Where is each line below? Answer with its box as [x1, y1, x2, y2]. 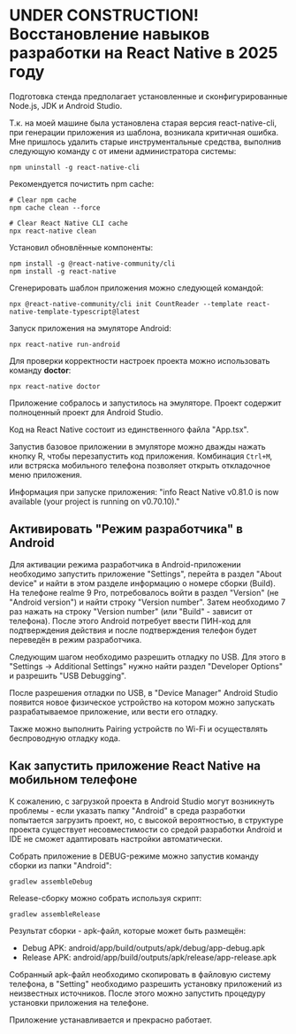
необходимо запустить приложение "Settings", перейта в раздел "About [9, 568, 283, 579]
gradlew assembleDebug [9, 877, 93, 886]
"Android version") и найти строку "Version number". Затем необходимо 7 [9, 597, 285, 607]
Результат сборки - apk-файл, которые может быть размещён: [9, 925, 247, 936]
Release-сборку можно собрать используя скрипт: [9, 892, 201, 903]
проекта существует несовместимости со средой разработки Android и [9, 824, 283, 835]
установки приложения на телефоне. [9, 997, 149, 1007]
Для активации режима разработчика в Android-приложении [9, 559, 241, 569]
